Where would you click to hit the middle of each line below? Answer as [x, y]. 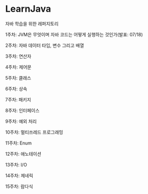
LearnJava [28, 9]
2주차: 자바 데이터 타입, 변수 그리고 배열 [45, 45]
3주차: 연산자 [18, 56]
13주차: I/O [16, 164]
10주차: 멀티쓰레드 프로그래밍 [34, 132]
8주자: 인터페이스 [22, 110]
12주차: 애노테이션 [23, 154]
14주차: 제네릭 [19, 175]
